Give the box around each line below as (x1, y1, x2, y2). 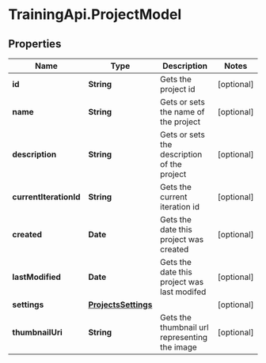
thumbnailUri (12, 327, 63, 338)
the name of (159, 107, 205, 117)
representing (159, 332, 208, 342)
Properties (8, 37, 62, 51)
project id (159, 84, 196, 94)
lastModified (12, 271, 62, 282)
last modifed (159, 286, 207, 297)
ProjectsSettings (88, 299, 153, 310)
